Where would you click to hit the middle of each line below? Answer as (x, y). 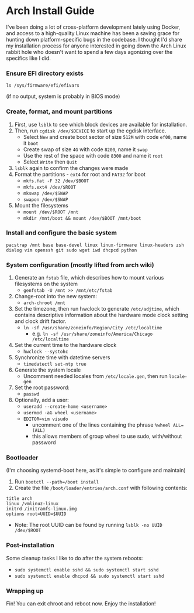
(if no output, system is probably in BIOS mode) (63, 96)
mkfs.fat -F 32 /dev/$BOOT (56, 181)
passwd (31, 394)
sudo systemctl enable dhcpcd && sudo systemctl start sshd (89, 576)
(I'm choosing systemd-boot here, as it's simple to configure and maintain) (96, 471)
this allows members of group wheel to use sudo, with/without (107, 436)
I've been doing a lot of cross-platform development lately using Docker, (93, 27)
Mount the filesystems (41, 205)
